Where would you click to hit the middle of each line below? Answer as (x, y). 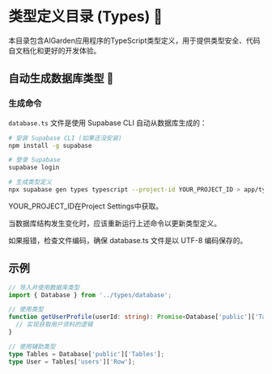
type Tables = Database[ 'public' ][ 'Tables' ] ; (86, 354)
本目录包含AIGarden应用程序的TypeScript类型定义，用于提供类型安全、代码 (134, 40)
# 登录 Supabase (34, 160)
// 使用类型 (26, 309)
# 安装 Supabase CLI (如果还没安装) (65, 138)
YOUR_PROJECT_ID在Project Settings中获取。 (86, 206)
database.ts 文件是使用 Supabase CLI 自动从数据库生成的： (108, 123)
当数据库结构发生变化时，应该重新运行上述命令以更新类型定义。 (115, 223)
